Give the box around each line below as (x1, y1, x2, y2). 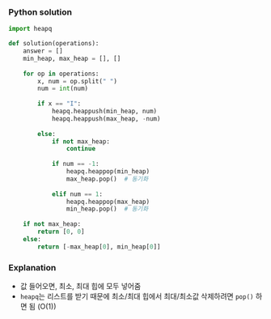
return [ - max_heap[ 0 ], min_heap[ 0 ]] (37, 242, 161, 251)
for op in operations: (23, 70, 100, 78)
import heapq (8, 25, 53, 33)
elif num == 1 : (51, 189, 104, 198)
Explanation (8, 262, 57, 273)
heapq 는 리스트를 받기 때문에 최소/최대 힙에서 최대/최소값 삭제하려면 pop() (19, 291, 254, 301)
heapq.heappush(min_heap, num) (51, 108, 158, 116)
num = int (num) (37, 84, 89, 93)
